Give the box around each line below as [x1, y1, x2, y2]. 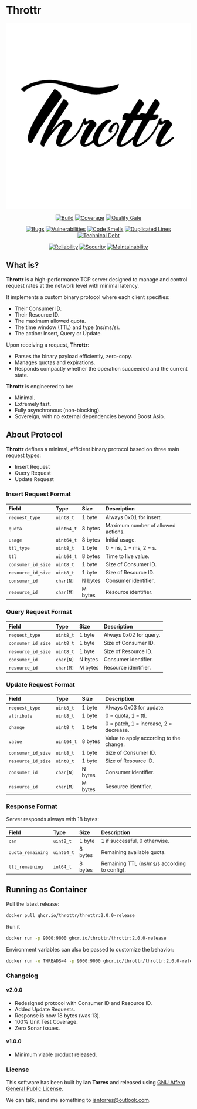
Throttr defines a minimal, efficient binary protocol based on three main [6, 445, 180, 452]
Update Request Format [6, 680, 75, 688]
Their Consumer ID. [14, 305, 62, 312]
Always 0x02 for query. [103, 631, 161, 638]
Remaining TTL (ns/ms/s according [101, 860, 186, 867]
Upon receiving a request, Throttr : [6, 341, 90, 348]
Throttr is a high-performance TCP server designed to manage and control [6, 275, 188, 283]
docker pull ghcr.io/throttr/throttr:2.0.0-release [6, 912, 135, 918]
